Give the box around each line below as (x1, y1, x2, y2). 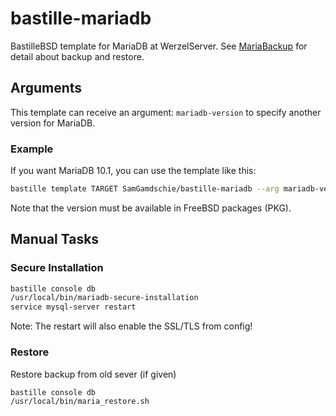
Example (10, 142, 54, 156)
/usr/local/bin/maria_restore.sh (10, 397, 150, 407)
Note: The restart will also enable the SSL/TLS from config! (10, 320, 253, 332)
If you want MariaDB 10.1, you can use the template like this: (10, 165, 257, 177)
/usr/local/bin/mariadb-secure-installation (10, 293, 199, 303)
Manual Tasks (10, 231, 100, 248)
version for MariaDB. (10, 117, 96, 129)
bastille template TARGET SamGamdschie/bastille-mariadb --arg (10, 184, 280, 194)
